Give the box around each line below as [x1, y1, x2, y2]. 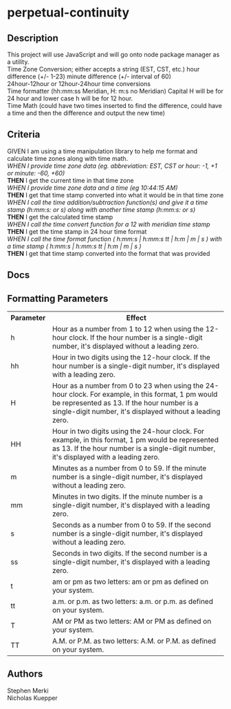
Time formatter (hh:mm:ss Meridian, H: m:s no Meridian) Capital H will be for [7, 87, 223, 95]
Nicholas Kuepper [7, 693, 58, 702]
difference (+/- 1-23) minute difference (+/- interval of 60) [7, 72, 172, 80]
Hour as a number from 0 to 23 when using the [52, 381, 204, 391]
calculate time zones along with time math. [7, 154, 129, 162]
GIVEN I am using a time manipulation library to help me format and [7, 146, 198, 155]
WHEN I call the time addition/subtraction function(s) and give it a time [7, 198, 208, 206]
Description [7, 32, 58, 44]
